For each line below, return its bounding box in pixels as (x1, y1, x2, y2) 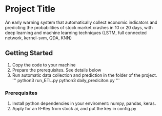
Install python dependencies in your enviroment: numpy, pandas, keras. (12, 100, 156, 106)
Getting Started (5, 49, 53, 57)
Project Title (5, 3, 56, 15)
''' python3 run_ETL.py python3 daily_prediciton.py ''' (12, 77, 120, 83)
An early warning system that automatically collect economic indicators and (5, 19, 158, 25)
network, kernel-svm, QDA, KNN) (5, 35, 72, 41)
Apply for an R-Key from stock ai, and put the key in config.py (12, 106, 137, 112)
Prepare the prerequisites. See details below (12, 67, 101, 73)
